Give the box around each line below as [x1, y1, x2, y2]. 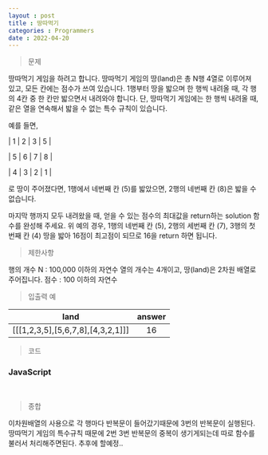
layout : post [8, 11, 56, 20]
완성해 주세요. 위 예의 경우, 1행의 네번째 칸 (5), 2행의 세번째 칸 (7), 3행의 [22, 221, 247, 231]
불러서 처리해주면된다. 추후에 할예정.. [8, 438, 124, 448]
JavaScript [8, 366, 52, 378]
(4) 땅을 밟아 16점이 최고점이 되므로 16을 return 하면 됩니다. [31, 231, 218, 240]
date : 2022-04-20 [8, 34, 69, 42]
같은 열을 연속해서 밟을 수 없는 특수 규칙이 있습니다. [8, 104, 167, 113]
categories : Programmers [8, 26, 94, 34]
